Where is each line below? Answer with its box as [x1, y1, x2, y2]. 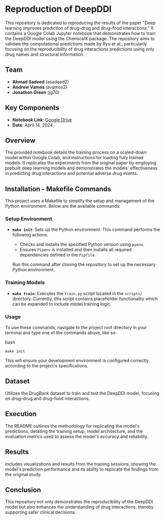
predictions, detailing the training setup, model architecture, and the [5, 428, 143, 434]
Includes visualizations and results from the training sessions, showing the [5, 461, 156, 467]
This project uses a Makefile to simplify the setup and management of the [5, 198, 155, 204]
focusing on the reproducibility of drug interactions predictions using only [5, 46, 155, 52]
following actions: [12, 232, 48, 238]
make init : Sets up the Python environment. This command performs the [12, 226, 160, 233]
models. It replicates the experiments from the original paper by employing [5, 160, 157, 166]
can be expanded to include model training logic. [12, 301, 112, 307]
